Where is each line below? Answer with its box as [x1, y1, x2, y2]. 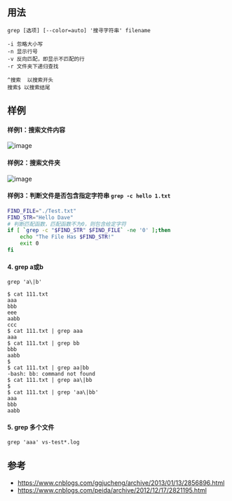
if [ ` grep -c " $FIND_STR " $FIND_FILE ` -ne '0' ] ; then [7, 227, 171, 234]
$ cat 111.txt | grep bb [7, 340, 80, 347]
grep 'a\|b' [7, 279, 42, 286]
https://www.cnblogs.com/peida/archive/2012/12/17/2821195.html [17, 486, 207, 495]
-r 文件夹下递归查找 [7, 62, 59, 70]
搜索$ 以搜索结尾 [7, 83, 50, 91]
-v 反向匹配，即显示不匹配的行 [7, 55, 86, 62]
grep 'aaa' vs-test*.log [7, 439, 80, 446]
